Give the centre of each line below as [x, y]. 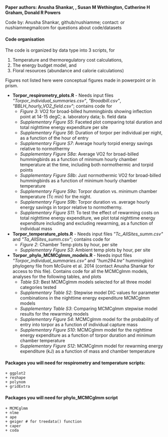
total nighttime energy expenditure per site [64, 127]
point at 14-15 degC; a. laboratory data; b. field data [73, 117]
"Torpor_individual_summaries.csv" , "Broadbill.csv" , [67, 101]
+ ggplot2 [16, 373]
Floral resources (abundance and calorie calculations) [68, 71]
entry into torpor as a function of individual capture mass [79, 325]
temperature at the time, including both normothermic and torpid [87, 165]
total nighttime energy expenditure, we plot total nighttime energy [88, 218]
